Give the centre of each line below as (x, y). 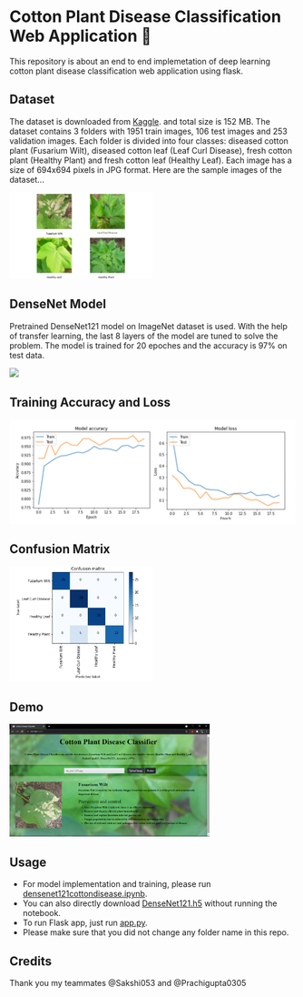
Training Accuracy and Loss (90, 403)
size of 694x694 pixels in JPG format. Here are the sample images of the (146, 169)
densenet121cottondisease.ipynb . (85, 894)
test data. (27, 355)
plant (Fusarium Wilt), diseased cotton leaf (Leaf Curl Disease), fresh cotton (151, 150)
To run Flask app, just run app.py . (85, 923)
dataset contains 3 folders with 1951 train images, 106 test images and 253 (148, 131)
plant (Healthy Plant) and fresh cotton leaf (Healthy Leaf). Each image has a (151, 160)
